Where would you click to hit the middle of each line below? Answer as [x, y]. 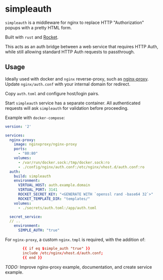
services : [15, 135]
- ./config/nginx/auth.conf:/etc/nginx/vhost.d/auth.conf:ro [81, 167]
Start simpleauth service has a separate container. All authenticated [73, 103]
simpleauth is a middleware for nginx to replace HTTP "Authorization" [75, 22]
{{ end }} [32, 258]
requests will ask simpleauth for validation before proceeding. [67, 108]
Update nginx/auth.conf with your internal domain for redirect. [68, 84]
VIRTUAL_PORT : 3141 [37, 190]
